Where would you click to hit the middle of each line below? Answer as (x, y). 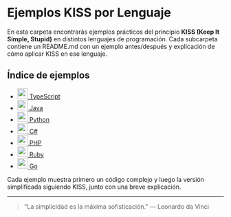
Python (40, 119)
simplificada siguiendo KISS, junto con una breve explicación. (94, 187)
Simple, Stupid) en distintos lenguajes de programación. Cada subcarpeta (112, 39)
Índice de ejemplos (48, 75)
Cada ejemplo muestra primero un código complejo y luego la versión (106, 179)
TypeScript (45, 96)
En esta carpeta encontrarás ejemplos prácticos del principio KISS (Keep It (113, 32)
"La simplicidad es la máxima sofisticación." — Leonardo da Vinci (117, 206)
